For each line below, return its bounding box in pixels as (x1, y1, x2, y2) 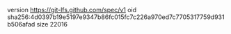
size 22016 (36, 20, 68, 28)
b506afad (7, 20, 35, 28)
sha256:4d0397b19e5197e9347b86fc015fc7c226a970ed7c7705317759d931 (7, 13, 225, 21)
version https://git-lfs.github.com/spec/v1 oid (7, 6, 137, 14)
